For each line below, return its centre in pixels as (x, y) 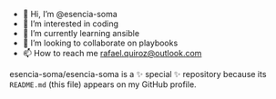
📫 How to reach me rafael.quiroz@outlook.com (112, 53)
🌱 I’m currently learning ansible (81, 33)
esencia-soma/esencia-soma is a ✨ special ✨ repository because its (138, 74)
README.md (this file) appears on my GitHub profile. (103, 84)
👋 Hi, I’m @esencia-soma (70, 14)
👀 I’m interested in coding (71, 24)
